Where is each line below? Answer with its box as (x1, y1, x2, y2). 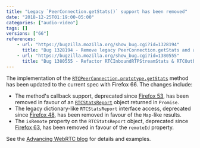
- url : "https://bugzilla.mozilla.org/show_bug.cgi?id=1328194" (17, 42, 180, 48)
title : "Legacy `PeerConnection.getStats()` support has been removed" (6, 8, 187, 15)
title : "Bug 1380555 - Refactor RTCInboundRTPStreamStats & (21, 58, 174, 64)
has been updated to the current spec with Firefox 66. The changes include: (6, 81, 193, 88)
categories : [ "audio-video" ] (6, 20, 79, 25)
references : (6, 36, 36, 42)
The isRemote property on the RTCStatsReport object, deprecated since (14, 117, 189, 124)
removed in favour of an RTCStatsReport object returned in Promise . (14, 98, 180, 105)
